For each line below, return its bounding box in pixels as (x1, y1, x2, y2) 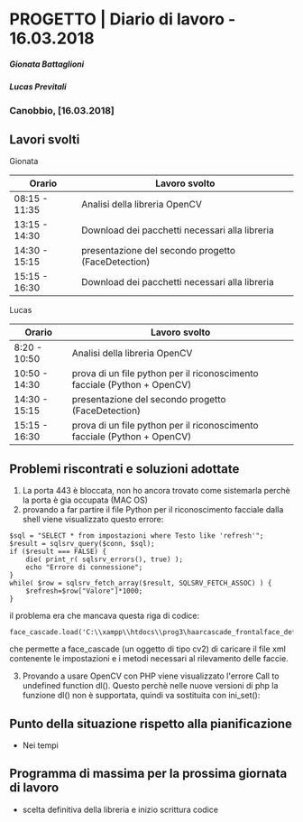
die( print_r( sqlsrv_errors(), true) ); (25, 555, 183, 564)
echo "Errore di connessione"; (25, 563, 143, 572)
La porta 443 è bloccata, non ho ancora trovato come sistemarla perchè (22, 485, 290, 496)
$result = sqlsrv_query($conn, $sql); (9, 540, 155, 549)
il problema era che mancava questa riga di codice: (9, 610, 200, 622)
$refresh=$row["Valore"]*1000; (25, 586, 143, 596)
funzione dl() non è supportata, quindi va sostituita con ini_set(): (22, 690, 261, 701)
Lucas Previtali (9, 81, 67, 92)
